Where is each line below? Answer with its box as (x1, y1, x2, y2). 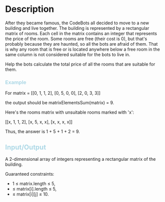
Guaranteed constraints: (5, 171, 54, 177)
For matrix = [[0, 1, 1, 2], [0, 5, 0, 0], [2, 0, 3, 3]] (5, 90, 101, 96)
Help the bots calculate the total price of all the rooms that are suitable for (5, 61, 156, 67)
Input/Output (5, 143, 46, 151)
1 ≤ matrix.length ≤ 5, (12, 181, 56, 187)
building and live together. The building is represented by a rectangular (5, 25, 150, 31)
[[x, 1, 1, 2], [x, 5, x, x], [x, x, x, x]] (5, 119, 73, 125)
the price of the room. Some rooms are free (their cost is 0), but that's (5, 36, 147, 42)
